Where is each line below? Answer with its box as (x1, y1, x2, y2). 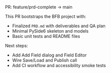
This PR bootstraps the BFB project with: (5, 14, 87, 19)
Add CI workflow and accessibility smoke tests (12, 63, 106, 68)
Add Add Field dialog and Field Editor (12, 52, 87, 58)
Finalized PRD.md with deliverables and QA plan (12, 23, 106, 29)
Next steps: (5, 43, 28, 48)
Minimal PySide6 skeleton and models (12, 28, 89, 34)
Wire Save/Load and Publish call (12, 57, 77, 63)
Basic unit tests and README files (12, 34, 80, 39)
